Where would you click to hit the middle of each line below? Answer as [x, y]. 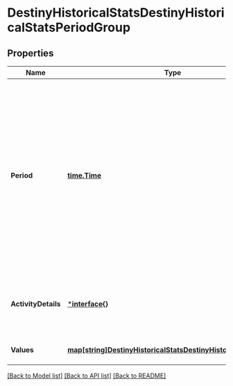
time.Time [84, 175]
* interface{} [88, 304]
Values [23, 350]
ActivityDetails [36, 304]
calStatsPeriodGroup [69, 27]
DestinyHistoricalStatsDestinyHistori [116, 13]
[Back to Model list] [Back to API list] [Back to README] [87, 376]
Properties [31, 53]
